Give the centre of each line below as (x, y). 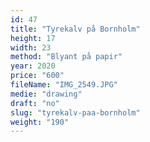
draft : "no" (35, 103)
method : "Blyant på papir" (66, 57)
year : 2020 (33, 66)
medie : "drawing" (46, 94)
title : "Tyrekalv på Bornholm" (75, 29)
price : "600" (37, 76)
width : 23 (31, 47)
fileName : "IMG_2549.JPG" (64, 85)
